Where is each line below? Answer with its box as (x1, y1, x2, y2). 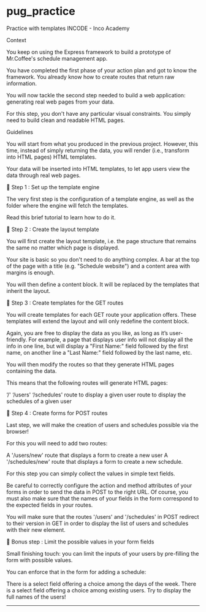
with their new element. (6, 526, 66, 534)
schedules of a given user (6, 397, 72, 405)
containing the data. (6, 367, 57, 374)
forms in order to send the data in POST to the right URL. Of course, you (6, 488, 189, 496)
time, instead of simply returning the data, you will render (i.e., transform (6, 146, 189, 154)
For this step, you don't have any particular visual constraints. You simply (6, 110, 191, 117)
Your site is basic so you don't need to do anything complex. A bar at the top (6, 255, 200, 263)
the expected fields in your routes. (6, 501, 93, 508)
